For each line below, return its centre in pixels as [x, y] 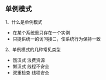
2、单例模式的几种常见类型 [33, 49]
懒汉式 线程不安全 [31, 66]
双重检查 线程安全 [31, 72]
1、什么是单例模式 [24, 22]
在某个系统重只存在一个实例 [41, 32]
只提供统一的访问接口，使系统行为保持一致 [57, 38]
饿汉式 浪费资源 [29, 60]
